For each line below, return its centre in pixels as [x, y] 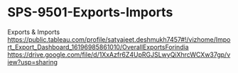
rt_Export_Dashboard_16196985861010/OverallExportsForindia [98, 47]
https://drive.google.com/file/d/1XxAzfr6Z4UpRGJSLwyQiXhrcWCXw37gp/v [119, 55]
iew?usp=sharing [33, 62]
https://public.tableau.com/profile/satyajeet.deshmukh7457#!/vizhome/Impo [119, 39]
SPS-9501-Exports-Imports [90, 12]
